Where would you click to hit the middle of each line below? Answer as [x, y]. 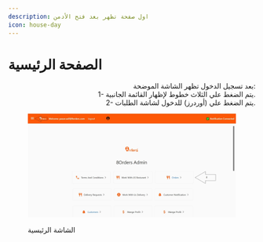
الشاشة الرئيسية [52, 230]
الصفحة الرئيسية [55, 65]
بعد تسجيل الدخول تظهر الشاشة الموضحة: [194, 86]
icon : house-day [35, 25]
